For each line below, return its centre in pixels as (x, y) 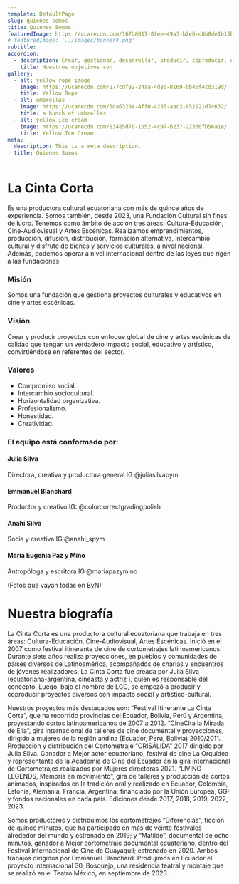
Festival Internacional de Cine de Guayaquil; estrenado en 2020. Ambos (113, 850)
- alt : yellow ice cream (51, 120)
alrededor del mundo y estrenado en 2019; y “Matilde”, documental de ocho (118, 835)
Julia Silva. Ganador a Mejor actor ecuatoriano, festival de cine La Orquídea (118, 753)
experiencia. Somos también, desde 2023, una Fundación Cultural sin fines (117, 215)
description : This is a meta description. (78, 147)
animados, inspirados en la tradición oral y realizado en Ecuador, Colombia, (118, 784)
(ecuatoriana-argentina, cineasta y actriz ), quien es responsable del (108, 679)
